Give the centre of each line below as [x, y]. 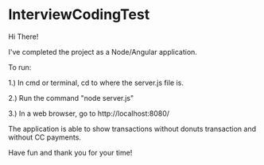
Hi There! [23, 36]
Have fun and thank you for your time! [70, 152]
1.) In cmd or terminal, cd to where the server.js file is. [96, 82]
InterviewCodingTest [79, 15]
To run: [20, 67]
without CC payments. [45, 137]
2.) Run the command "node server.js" [71, 98]
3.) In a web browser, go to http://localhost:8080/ [89, 113]
